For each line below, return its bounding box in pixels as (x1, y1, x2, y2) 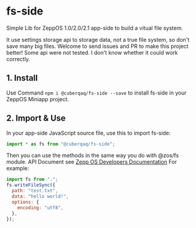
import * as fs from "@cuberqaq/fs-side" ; (6, 141, 115, 147)
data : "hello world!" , (12, 193, 69, 199)
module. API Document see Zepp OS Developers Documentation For (6, 158, 177, 166)
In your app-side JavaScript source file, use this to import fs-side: (6, 129, 171, 136)
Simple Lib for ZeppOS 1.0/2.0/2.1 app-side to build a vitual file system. (6, 24, 183, 32)
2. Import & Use (6, 113, 66, 124)
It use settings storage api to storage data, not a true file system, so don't (6, 36, 190, 43)
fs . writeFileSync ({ (6, 182, 56, 189)
